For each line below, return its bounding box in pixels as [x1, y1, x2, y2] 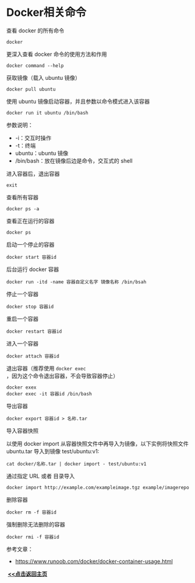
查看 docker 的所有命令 [6, 27, 65, 34]
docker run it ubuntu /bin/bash [6, 110, 88, 116]
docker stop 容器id [6, 303, 54, 309]
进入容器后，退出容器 [6, 170, 60, 177]
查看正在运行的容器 [6, 217, 55, 224]
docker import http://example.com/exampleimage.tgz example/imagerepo [6, 484, 190, 490]
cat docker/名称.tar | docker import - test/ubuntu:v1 [6, 461, 147, 467]
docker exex [6, 384, 37, 390]
